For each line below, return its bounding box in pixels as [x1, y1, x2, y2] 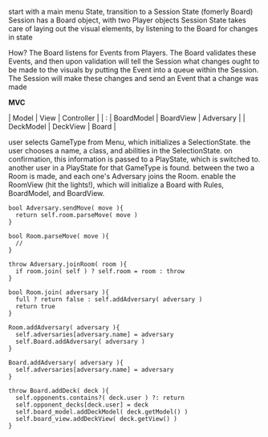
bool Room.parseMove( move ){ [8, 232, 110, 240]
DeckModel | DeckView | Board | [8, 122, 116, 131]
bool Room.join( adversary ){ [8, 288, 110, 296]
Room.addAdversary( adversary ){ [8, 324, 120, 332]
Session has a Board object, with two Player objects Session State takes [8, 15, 246, 25]
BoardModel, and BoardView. [8, 189, 105, 198]
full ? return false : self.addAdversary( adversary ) [15, 296, 203, 304]
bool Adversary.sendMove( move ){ [8, 204, 124, 212]
